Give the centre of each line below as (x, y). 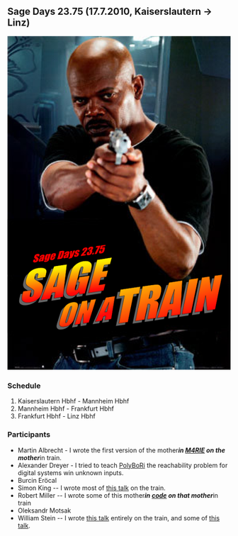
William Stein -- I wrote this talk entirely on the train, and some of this (119, 518)
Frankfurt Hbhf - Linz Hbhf (56, 416)
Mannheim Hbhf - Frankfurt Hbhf (66, 409)
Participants (29, 435)
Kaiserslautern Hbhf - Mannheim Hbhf (73, 401)
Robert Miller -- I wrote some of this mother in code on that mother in (118, 495)
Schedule (24, 386)
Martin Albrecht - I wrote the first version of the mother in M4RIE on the (121, 450)
